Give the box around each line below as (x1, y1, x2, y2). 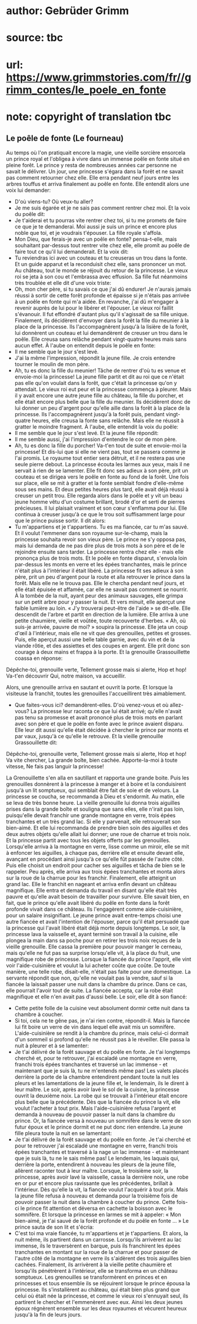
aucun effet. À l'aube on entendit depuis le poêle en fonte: (14, 341, 156, 349)
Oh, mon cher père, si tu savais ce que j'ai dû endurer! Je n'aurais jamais (14, 286, 192, 293)
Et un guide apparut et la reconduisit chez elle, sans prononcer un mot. (14, 260, 187, 267)
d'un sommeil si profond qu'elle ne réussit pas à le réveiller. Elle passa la (14, 1036, 190, 1043)
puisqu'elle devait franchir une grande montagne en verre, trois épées (6, 811, 176, 819)
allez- (169, 701, 184, 708)
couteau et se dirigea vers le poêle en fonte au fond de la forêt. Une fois (14, 473, 189, 480)
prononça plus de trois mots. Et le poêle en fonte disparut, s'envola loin (14, 555, 187, 562)
